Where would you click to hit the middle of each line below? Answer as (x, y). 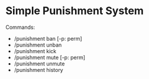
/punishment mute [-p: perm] (50, 57)
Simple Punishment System (75, 11)
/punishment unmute (39, 64)
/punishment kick (35, 51)
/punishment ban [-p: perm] (48, 38)
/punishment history (38, 70)
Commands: (20, 27)
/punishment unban (38, 45)
